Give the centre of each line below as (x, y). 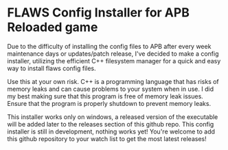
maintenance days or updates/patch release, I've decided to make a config (113, 54)
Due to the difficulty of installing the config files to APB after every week (109, 46)
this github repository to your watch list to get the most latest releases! (107, 138)
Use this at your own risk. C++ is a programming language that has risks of (113, 81)
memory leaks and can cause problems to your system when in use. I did (111, 89)
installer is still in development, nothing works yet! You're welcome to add (111, 131)
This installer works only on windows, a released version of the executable (113, 117)
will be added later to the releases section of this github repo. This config (111, 124)
